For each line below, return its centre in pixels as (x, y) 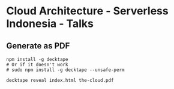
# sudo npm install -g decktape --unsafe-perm (65, 70)
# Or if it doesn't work (37, 65)
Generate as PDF (38, 46)
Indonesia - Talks (50, 24)
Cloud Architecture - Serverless (88, 11)
